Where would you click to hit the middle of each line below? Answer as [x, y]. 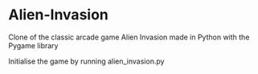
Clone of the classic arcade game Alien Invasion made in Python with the [129, 37]
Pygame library [33, 45]
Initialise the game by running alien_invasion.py [86, 61]
